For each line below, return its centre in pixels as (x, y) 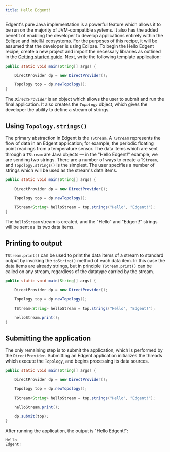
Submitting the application (48, 338)
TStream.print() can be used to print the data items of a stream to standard (84, 255)
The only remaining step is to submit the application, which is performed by (84, 350)
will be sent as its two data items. (40, 227)
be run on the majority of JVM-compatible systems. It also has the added (82, 30)
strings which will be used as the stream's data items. (61, 170)
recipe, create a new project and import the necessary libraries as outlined (83, 51)
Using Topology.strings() (46, 126)
